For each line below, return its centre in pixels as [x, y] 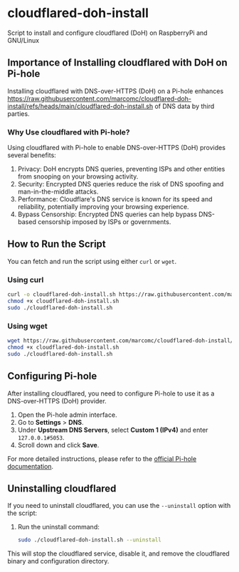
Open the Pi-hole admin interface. [67, 415]
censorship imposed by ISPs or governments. [105, 222]
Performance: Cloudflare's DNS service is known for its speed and [115, 199]
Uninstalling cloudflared [62, 488]
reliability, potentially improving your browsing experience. [103, 207]
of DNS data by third [185, 106]
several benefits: [32, 155]
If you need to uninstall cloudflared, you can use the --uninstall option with [119, 506]
